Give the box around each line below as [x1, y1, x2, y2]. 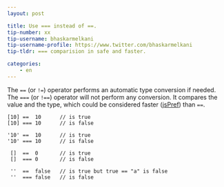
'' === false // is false [10, 173, 94, 181]
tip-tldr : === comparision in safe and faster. [7, 48, 147, 55]
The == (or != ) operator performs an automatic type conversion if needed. [7, 85, 216, 93]
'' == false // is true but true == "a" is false [10, 168, 168, 175]
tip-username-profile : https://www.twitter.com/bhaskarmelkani [7, 42, 193, 49]
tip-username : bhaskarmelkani [7, 35, 94, 42]
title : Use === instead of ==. [7, 22, 97, 30]
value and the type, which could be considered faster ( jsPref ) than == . [7, 100, 205, 109]
